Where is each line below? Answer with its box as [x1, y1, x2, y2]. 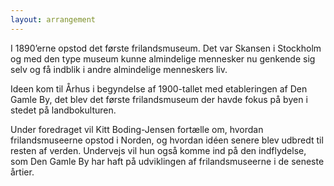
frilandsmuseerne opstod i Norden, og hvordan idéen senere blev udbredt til [10, 134, 324, 146]
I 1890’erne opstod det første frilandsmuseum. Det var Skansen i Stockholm [10, 42, 322, 54]
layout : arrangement [10, 14, 97, 25]
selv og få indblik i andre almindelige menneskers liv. [10, 63, 228, 75]
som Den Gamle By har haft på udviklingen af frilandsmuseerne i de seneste [10, 155, 325, 167]
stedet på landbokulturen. [10, 104, 117, 116]
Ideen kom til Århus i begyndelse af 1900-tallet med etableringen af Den [10, 82, 308, 95]
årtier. [10, 166, 35, 178]
